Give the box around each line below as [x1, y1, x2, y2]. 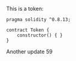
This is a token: [6, 5, 44, 12]
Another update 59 [6, 48, 53, 55]
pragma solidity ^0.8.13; [6, 17, 71, 23]
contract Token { [6, 27, 50, 33]
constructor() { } [17, 32, 63, 38]
